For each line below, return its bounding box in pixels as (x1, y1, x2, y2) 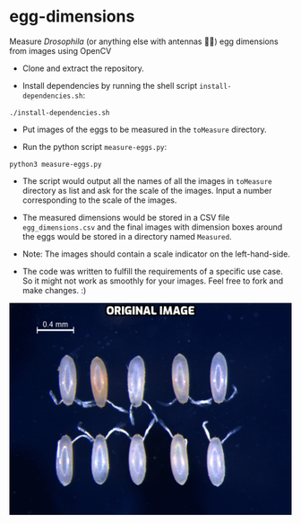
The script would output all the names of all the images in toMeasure (21, 175, 272, 186)
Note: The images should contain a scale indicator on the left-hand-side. (21, 249, 291, 259)
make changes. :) (21, 284, 87, 295)
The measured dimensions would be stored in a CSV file (21, 212, 230, 223)
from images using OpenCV (9, 45, 112, 56)
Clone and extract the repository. (21, 63, 145, 74)
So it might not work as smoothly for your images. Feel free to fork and (21, 275, 284, 286)
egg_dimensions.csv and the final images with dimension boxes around (21, 222, 283, 232)
